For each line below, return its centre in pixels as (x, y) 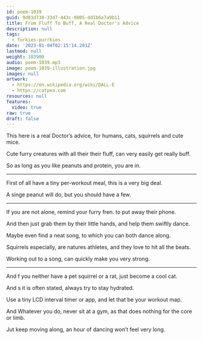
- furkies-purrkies (36, 40)
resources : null (27, 96)
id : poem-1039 (24, 12)
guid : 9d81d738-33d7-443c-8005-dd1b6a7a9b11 (63, 18)
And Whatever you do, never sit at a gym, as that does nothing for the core (99, 311)
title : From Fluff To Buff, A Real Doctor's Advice (72, 23)
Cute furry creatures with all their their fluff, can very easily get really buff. (98, 154)
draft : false (23, 118)
